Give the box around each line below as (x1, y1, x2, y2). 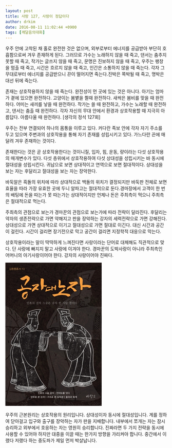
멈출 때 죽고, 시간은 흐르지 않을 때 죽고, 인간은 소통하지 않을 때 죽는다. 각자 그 (10, 65, 165, 71)
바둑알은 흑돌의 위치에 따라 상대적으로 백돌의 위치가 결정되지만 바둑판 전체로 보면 (5, 179, 167, 185)
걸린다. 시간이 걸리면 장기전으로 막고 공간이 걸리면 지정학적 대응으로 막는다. (10, 229, 162, 235)
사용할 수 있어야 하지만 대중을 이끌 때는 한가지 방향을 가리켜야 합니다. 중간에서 (5, 431, 162, 437)
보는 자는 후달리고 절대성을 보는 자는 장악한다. (5, 168, 98, 174)
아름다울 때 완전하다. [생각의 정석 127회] (20, 114, 101, 120)
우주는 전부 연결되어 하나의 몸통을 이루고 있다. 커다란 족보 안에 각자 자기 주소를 (5, 125, 163, 131)
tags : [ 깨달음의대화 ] (5, 30, 45, 35)
